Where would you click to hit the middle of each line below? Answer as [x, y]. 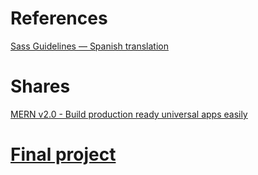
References [59, 18]
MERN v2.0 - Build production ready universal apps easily [129, 114]
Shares [40, 86]
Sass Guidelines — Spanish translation [89, 46]
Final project [63, 154]
